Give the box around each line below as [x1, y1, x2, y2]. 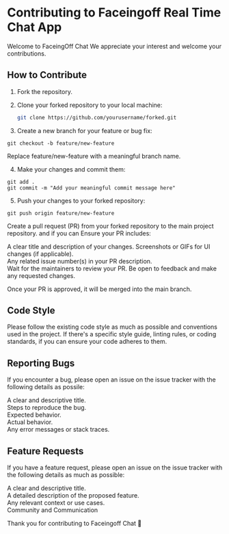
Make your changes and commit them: [16, 165, 126, 173]
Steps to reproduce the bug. [7, 404, 87, 412]
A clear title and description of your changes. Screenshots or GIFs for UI [7, 242, 211, 251]
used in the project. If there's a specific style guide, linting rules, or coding [7, 330, 217, 338]
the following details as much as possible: [7, 471, 125, 479]
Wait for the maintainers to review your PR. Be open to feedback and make [7, 264, 217, 272]
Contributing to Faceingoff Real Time [7, 5, 221, 21]
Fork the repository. [16, 87, 73, 95]
